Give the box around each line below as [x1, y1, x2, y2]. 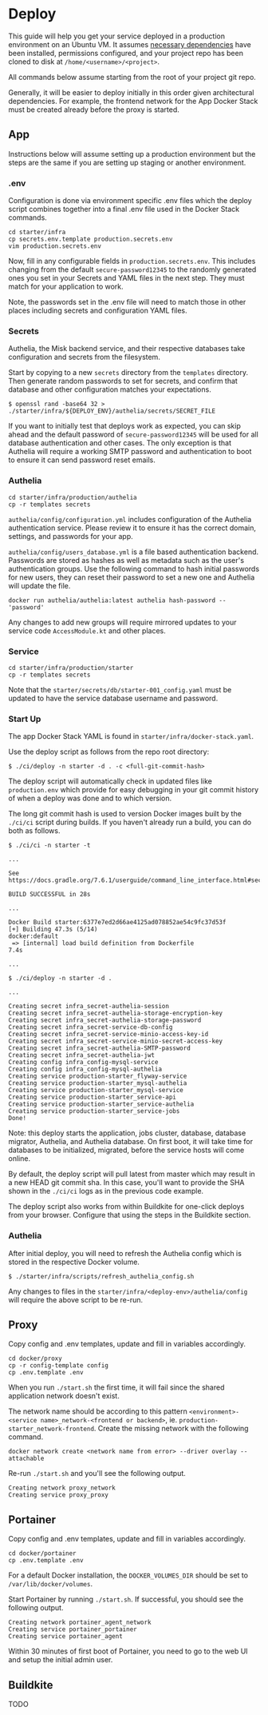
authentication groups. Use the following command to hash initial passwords [8, 564, 260, 573]
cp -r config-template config [8, 1362, 109, 1370]
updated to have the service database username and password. [8, 693, 219, 703]
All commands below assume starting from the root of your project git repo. [8, 72, 257, 82]
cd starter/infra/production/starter [8, 664, 134, 672]
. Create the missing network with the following [93, 1424, 249, 1434]
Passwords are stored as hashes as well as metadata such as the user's [8, 555, 245, 564]
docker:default [8, 932, 59, 940]
